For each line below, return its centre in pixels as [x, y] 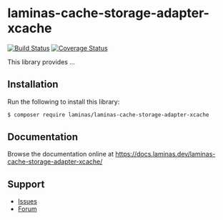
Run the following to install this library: [64, 101]
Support [26, 184]
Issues [28, 201]
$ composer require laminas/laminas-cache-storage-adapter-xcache [108, 115]
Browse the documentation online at [61, 154]
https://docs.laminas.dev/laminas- [165, 154]
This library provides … [41, 61]
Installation [33, 85]
